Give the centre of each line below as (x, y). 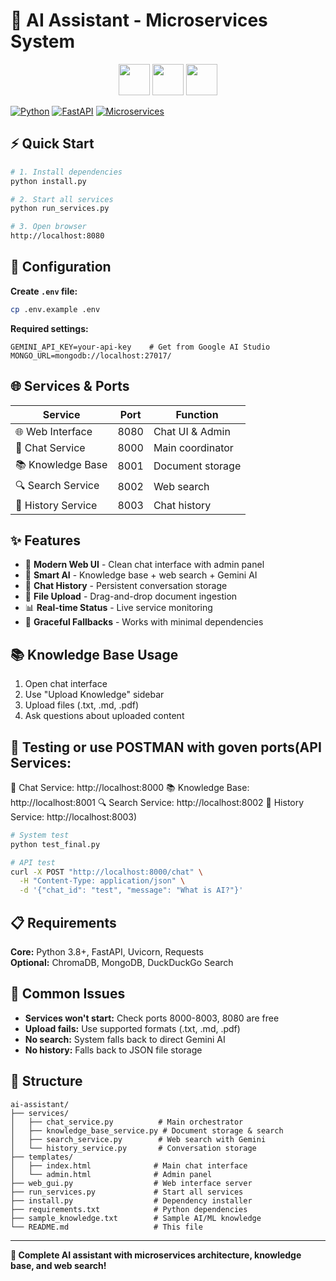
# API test (33, 862)
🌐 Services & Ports (70, 386)
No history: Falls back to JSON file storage (113, 1050)
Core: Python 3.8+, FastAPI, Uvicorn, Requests (107, 952)
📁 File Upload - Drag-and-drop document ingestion (131, 596)
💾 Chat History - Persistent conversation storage (126, 586)
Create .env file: (44, 291)
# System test (40, 835)
